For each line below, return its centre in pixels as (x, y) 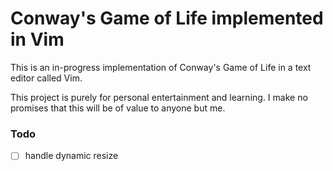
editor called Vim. (46, 78)
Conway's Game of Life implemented (167, 18)
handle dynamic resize (71, 156)
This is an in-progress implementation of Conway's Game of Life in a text (161, 67)
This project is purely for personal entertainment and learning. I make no (159, 97)
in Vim (37, 39)
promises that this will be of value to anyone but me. (118, 108)
